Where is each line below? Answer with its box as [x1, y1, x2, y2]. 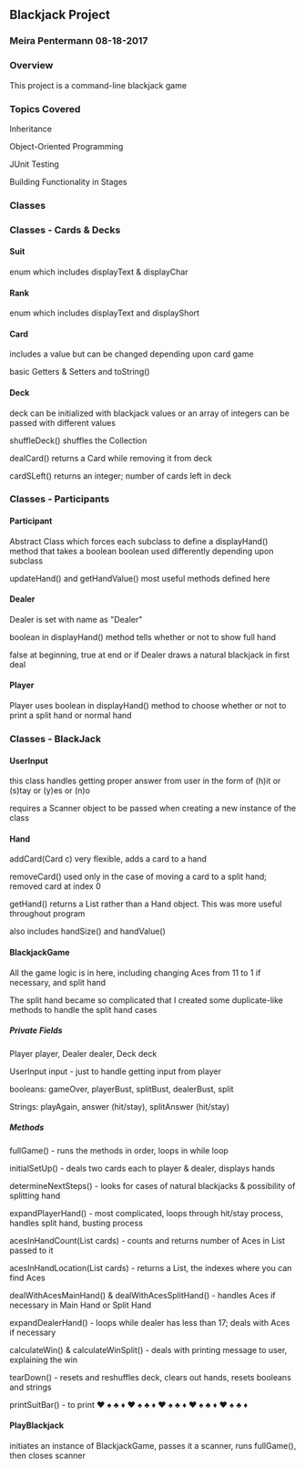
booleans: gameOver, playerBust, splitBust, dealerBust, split [9, 1083, 234, 1094]
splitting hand [9, 1190, 61, 1201]
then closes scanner [9, 1450, 86, 1461]
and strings [9, 1381, 52, 1392]
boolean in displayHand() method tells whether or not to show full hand [9, 631, 276, 642]
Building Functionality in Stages [9, 176, 127, 187]
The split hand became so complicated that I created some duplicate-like [9, 994, 284, 1006]
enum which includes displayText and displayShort [9, 307, 200, 318]
